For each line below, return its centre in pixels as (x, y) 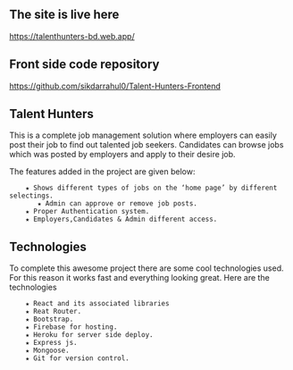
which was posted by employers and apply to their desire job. (122, 155)
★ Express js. (51, 343)
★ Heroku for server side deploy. (89, 335)
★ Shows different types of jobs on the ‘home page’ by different (151, 188)
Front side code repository (84, 65)
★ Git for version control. (77, 358)
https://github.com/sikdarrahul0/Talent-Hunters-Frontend (115, 86)
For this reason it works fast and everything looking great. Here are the (139, 278)
